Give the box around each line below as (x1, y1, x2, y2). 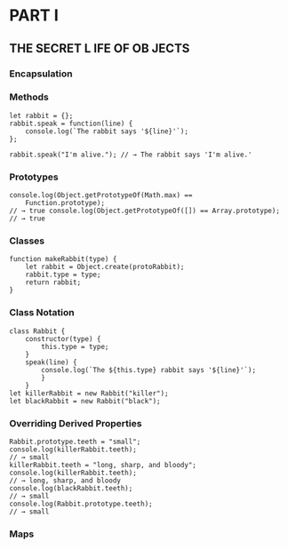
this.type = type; (41, 342, 109, 351)
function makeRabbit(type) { (9, 255, 117, 264)
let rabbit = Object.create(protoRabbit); (25, 263, 185, 272)
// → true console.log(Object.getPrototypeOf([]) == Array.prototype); (9, 206, 280, 216)
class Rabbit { (9, 326, 66, 336)
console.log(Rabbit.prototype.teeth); (9, 499, 153, 508)
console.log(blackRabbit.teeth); (9, 483, 133, 493)
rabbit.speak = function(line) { (9, 119, 133, 128)
